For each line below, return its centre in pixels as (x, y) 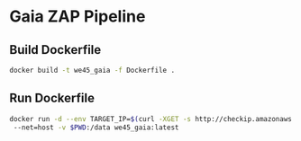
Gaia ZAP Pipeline (78, 17)
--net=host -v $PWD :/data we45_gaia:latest (96, 128)
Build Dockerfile (55, 50)
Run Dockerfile (52, 98)
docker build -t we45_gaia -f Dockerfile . (92, 70)
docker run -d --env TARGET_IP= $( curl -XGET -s (100, 119)
